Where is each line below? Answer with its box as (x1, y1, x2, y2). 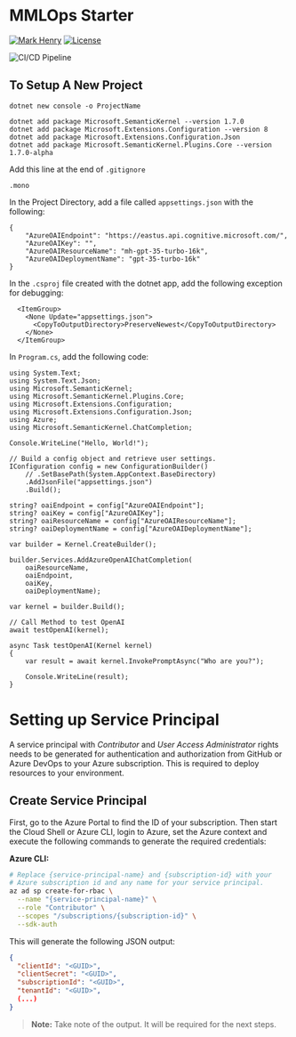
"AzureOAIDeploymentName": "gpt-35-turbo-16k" (25, 255, 201, 263)
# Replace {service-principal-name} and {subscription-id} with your (9, 870, 273, 879)
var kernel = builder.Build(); (9, 602, 125, 611)
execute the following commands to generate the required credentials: (9, 836, 267, 847)
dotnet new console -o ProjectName (9, 101, 141, 110)
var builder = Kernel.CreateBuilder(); (9, 539, 157, 548)
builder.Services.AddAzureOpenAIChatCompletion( (9, 555, 193, 564)
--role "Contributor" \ (17, 903, 105, 912)
